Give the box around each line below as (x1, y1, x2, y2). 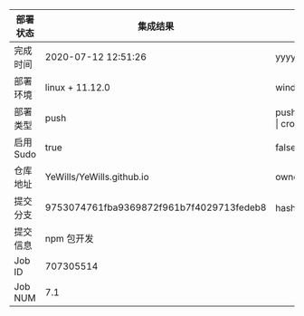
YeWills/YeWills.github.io (44, 171, 149, 183)
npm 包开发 (44, 233, 94, 244)
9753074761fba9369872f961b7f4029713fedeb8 (44, 201, 267, 214)
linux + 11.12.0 (44, 81, 110, 93)
